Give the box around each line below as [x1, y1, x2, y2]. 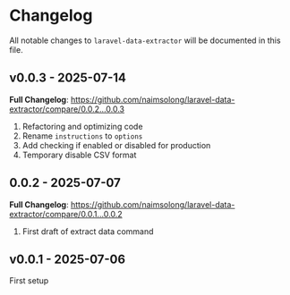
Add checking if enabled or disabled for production [21, 139, 211, 150]
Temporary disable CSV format [21, 149, 137, 160]
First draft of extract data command [21, 225, 154, 237]
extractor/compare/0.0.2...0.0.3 [9, 104, 125, 114]
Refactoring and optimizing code [21, 121, 143, 131]
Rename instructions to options [21, 131, 143, 141]
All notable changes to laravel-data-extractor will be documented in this [9, 35, 281, 46]
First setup [9, 275, 49, 286]
